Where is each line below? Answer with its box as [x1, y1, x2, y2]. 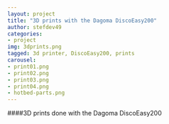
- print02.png [7, 69, 50, 77]
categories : [7, 30, 43, 38]
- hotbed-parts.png [7, 89, 65, 96]
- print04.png [7, 83, 50, 90]
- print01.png [7, 63, 50, 70]
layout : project [7, 10, 55, 18]
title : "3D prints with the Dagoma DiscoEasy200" [7, 17, 158, 24]
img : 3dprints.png [7, 43, 62, 50]
